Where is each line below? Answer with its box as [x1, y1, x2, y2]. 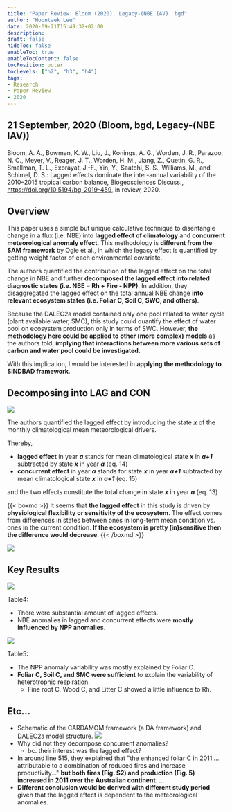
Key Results [7, 563, 60, 575]
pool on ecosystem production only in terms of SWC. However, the [7, 324, 199, 332]
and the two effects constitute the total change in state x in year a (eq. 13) [7, 488, 218, 496]
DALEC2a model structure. [17, 732, 93, 741]
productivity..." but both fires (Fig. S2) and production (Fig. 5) [17, 769, 195, 777]
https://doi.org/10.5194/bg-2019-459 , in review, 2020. [7, 185, 161, 194]
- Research [7, 81, 39, 88]
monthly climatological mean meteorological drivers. [7, 426, 157, 434]
